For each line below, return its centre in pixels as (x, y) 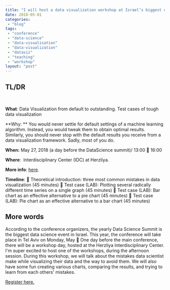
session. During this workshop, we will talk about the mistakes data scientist (84, 256)
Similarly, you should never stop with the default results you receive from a (83, 135)
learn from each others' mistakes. (40, 272)
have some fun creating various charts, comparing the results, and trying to (84, 267)
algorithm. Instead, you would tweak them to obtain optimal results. (75, 129)
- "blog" (17, 24)
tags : (11, 29)
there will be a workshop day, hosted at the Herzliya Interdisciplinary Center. (85, 245)
